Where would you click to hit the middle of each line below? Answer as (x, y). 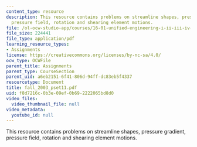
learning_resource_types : (38, 45)
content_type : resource (35, 11)
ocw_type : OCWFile (28, 60)
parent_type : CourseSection (40, 71)
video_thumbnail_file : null (46, 104)
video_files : (22, 98)
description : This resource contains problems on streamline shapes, (93, 17)
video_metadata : (26, 110)
